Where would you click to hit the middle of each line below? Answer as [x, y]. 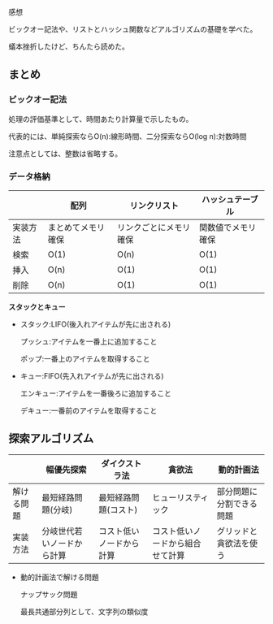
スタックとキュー [37, 306]
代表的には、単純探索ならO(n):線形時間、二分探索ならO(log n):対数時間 [128, 136]
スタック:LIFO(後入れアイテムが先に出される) [95, 324]
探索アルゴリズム [51, 438]
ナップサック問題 [49, 594]
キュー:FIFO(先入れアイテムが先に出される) [92, 375]
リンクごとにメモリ [154, 227]
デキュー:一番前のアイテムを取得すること [89, 410]
